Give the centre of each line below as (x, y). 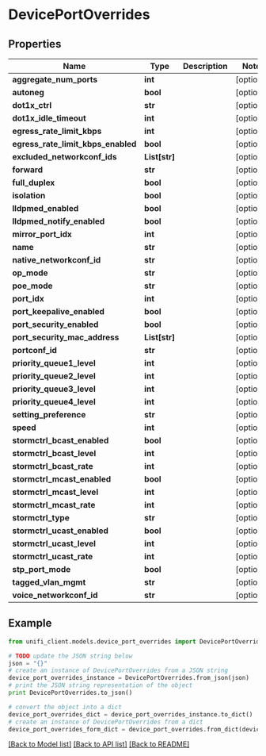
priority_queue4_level (54, 402)
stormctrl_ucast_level (54, 543)
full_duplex (34, 182)
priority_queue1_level (54, 363)
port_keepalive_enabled (59, 311)
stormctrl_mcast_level (55, 492)
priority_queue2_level (54, 376)
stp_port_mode (42, 569)
